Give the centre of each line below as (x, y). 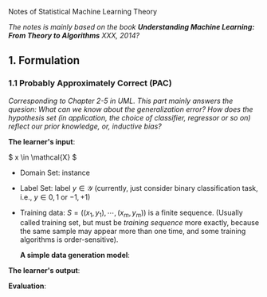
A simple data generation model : (75, 255)
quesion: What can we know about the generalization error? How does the (131, 109)
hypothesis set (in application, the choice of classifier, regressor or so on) (130, 117)
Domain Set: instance (55, 172)
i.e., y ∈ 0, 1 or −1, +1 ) (55, 197)
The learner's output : (44, 271)
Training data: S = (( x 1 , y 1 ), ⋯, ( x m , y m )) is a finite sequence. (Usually (131, 213)
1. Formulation (44, 60)
